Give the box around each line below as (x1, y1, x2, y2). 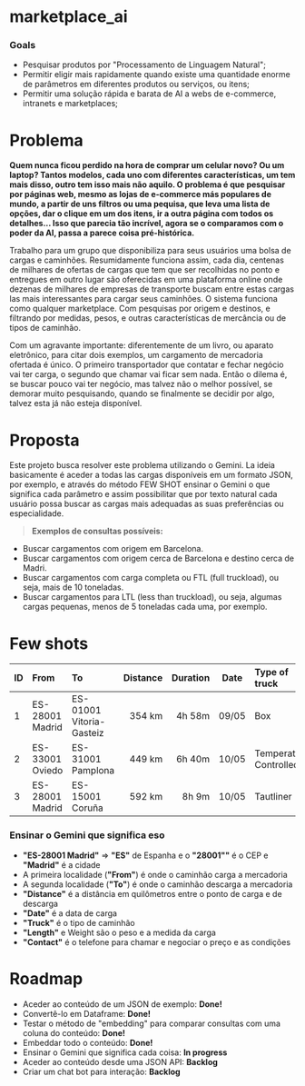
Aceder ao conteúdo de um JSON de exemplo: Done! (22, 998, 222, 1010)
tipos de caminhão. (9, 323, 82, 334)
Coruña (71, 802, 104, 814)
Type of (254, 666, 289, 679)
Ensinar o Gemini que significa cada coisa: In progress (22, 1047, 228, 1058)
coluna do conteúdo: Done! (22, 1027, 125, 1038)
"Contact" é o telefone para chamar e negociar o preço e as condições (22, 936, 291, 947)
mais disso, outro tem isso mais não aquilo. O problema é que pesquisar (9, 179, 286, 190)
